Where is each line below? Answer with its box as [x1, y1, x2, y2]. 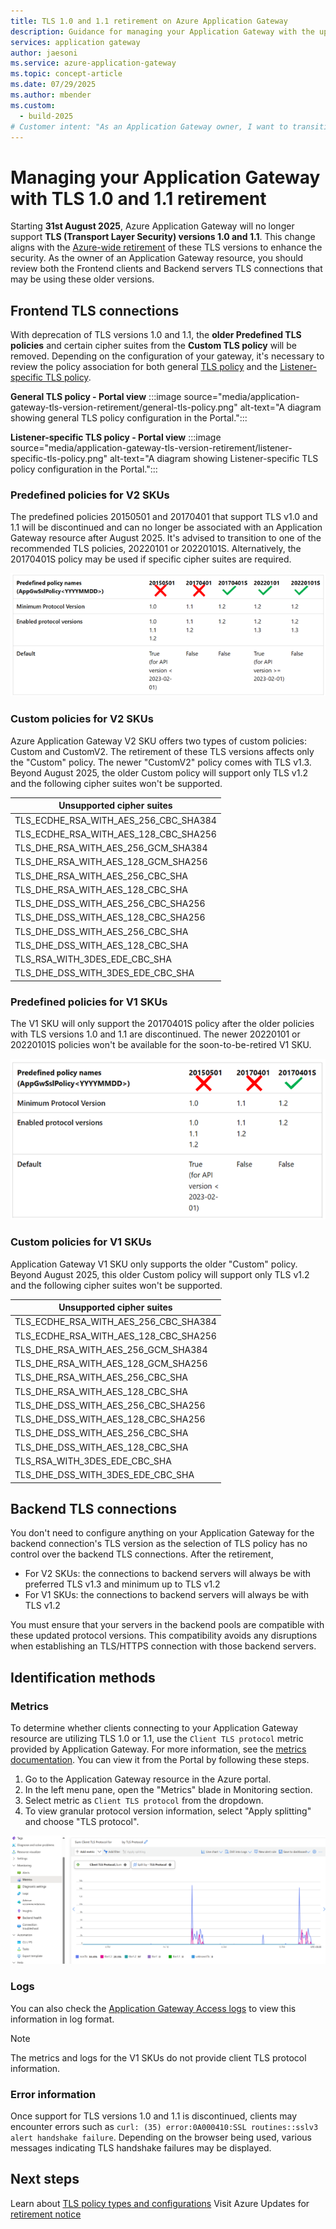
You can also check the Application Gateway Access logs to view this [10, 2002, 297, 2014]
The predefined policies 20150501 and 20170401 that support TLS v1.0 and [10, 511, 318, 523]
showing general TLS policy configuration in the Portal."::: [10, 412, 248, 424]
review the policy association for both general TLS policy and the [10, 361, 278, 373]
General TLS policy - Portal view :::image [10, 391, 182, 403]
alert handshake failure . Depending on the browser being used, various [10, 2131, 313, 2143]
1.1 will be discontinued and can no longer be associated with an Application [10, 521, 323, 534]
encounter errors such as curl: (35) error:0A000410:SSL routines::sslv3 [10, 2120, 319, 2132]
